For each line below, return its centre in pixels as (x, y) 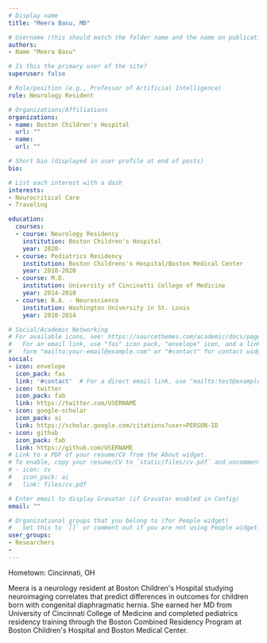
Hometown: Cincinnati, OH (52, 572)
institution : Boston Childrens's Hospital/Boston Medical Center (133, 264)
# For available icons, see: (56, 337)
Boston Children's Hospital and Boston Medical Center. (98, 630)
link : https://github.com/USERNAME (74, 448)
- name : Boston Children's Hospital (69, 125)
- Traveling (28, 205)
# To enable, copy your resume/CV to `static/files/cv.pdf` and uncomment (135, 462)
